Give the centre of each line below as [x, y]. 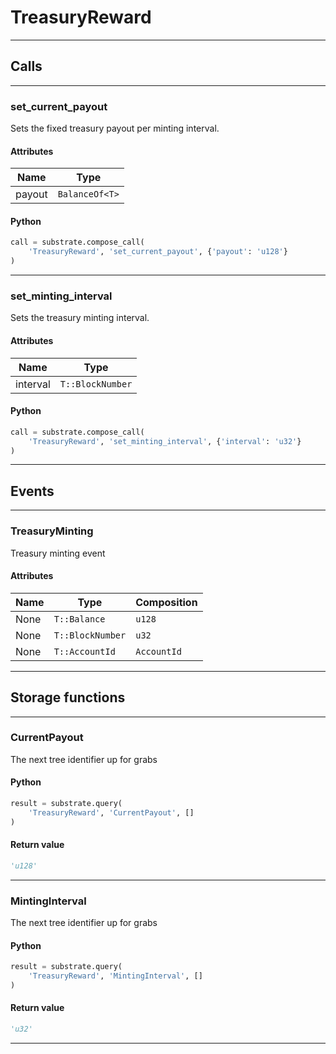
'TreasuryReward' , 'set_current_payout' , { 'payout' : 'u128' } [158, 252]
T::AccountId [84, 651]
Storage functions [68, 697]
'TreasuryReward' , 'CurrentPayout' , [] [111, 812]
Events [32, 491]
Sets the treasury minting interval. [80, 318]
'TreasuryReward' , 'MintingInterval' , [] [115, 976]
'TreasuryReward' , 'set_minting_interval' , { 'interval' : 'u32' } [165, 441]
